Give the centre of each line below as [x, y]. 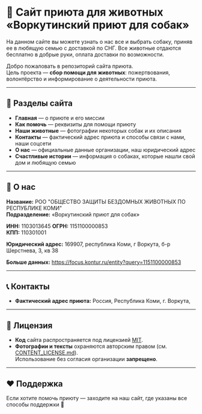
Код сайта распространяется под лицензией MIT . [79, 340]
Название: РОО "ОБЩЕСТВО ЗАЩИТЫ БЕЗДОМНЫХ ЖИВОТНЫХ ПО [96, 201]
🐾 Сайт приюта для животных [85, 12]
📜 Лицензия [29, 325]
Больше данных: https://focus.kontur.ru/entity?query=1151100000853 [94, 262]
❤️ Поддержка [35, 384]
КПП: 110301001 [26, 232]
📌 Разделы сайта [40, 104]
